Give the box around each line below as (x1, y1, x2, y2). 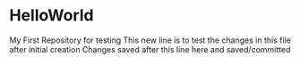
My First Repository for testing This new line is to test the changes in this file (9, 35, 291, 45)
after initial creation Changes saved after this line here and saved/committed (9, 44, 291, 54)
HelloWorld (9, 5, 94, 26)
